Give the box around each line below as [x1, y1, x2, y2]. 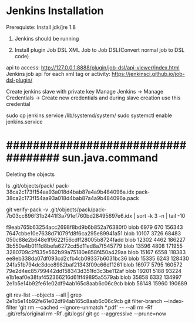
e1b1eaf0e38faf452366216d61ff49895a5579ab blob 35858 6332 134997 [6, 274, 182, 281]
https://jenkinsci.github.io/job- [111, 70, 185, 77]
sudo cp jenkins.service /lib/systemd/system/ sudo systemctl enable [6, 112, 172, 119]
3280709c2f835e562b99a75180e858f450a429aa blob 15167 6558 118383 [6, 248, 186, 255]
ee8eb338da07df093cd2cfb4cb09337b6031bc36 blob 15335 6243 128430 [6, 255, 189, 262]
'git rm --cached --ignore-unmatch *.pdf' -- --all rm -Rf [18, 304, 153, 311]
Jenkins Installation [6, 4, 104, 18]
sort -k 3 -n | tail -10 [136, 212, 186, 219]
